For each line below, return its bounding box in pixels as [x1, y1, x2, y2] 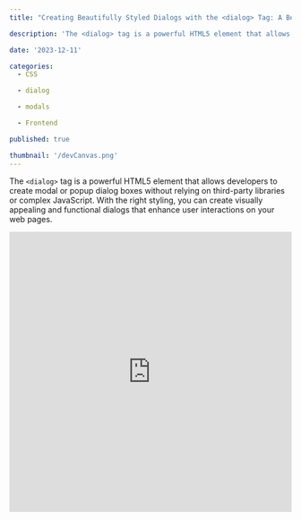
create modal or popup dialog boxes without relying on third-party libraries [9, 185, 285, 195]
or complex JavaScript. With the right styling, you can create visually [9, 195, 263, 205]
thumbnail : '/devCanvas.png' [9, 151, 118, 160]
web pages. [9, 213, 53, 224]
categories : [9, 62, 54, 71]
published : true [9, 134, 70, 143]
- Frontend [17, 118, 58, 127]
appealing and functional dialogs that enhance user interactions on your [9, 204, 275, 215]
